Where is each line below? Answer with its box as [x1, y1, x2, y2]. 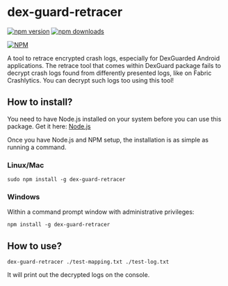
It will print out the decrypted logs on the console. [7, 271, 150, 279]
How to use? [7, 240, 63, 252]
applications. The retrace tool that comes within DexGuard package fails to [7, 61, 221, 69]
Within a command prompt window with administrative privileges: [7, 208, 195, 216]
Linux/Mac [7, 160, 44, 170]
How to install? [7, 96, 73, 108]
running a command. [7, 143, 67, 151]
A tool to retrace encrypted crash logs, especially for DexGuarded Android [7, 53, 220, 62]
